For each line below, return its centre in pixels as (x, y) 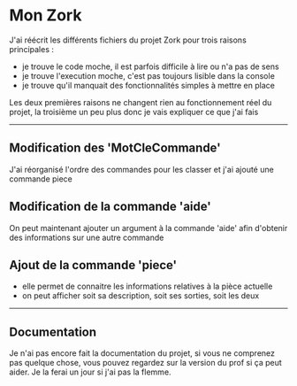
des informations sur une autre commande (87, 237)
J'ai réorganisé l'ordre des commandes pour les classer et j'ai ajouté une (141, 169)
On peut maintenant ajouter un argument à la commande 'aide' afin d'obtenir (148, 228)
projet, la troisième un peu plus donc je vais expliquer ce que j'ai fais (134, 112)
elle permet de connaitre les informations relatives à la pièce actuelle (147, 286)
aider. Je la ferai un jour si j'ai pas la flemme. (90, 372)
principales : (32, 49)
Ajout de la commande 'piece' (93, 265)
